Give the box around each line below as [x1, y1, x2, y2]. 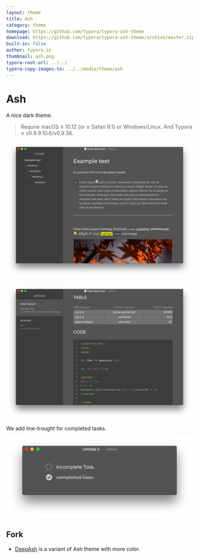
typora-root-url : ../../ [6, 59, 68, 65]
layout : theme [6, 9, 41, 15]
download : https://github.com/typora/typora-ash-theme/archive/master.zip [6, 34, 195, 41]
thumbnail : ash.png [6, 53, 54, 59]
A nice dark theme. [6, 112, 53, 119]
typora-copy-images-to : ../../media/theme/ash [6, 66, 123, 72]
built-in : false [6, 41, 46, 47]
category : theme [6, 22, 46, 28]
